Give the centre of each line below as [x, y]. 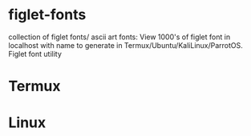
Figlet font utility [35, 54]
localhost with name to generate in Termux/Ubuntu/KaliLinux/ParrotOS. [125, 45]
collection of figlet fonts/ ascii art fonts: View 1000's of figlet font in [119, 37]
